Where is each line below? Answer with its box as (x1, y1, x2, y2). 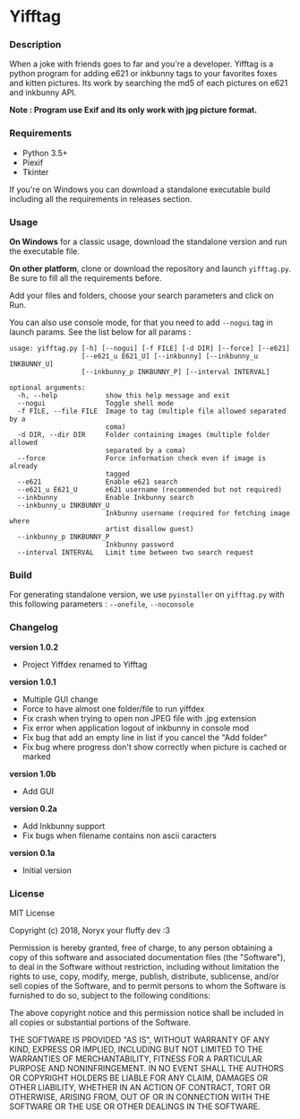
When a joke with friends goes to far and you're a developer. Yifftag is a (9, 58, 274, 69)
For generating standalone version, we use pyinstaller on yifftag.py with (9, 590, 285, 600)
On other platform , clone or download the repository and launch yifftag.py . (9, 263, 292, 275)
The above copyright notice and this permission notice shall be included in (9, 1007, 284, 1018)
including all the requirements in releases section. (9, 193, 193, 204)
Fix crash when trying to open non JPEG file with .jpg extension (21, 712, 257, 723)
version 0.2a (9, 803, 58, 814)
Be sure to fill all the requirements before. (9, 273, 162, 284)
